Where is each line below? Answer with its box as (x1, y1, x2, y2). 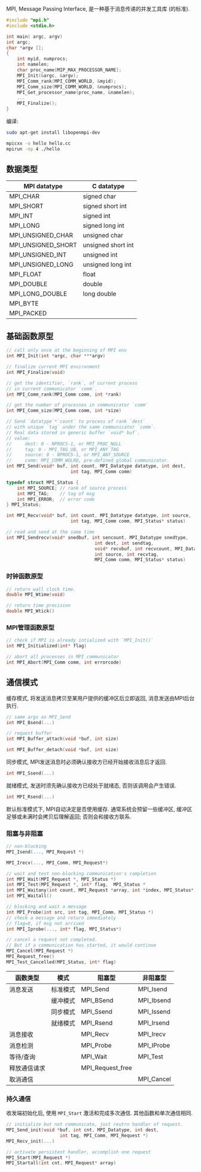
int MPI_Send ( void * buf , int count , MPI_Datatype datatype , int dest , (6, 463, 186, 469)
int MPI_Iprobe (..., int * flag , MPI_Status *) (6, 926, 121, 932)
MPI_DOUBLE (9, 280, 48, 288)
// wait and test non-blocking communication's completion (6, 870, 157, 876)
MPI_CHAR (9, 192, 40, 201)
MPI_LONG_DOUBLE (9, 290, 68, 298)
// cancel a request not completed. (6, 937, 98, 943)
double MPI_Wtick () (6, 608, 55, 614)
